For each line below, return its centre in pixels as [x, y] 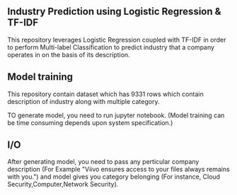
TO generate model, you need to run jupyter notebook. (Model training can [116, 115]
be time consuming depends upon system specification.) [90, 122]
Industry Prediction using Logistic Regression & [114, 12]
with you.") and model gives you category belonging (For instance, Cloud [114, 177]
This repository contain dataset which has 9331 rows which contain [105, 94]
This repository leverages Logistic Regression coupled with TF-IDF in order [117, 40]
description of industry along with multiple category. [83, 101]
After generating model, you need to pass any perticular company [103, 162]
